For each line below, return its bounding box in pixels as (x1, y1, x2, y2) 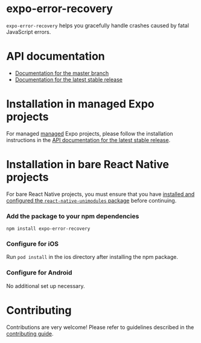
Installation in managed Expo (6, 97, 155, 111)
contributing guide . (6, 330, 54, 337)
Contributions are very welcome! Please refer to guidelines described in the (6, 323, 194, 331)
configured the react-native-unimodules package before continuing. (6, 197, 177, 204)
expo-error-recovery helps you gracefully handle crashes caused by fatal (6, 22, 189, 29)
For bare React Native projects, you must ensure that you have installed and (6, 190, 195, 198)
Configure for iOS (6, 240, 59, 248)
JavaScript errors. (6, 28, 51, 35)
